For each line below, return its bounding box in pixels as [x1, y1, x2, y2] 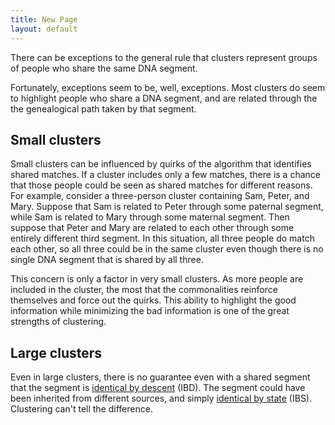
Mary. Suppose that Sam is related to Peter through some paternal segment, [10, 201, 324, 213]
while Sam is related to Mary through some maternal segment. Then [10, 211, 290, 223]
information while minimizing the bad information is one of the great [10, 305, 290, 317]
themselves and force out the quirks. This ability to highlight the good [10, 294, 297, 306]
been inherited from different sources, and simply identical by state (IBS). [10, 392, 313, 405]
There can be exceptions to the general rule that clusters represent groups [10, 51, 318, 63]
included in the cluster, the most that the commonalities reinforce [10, 284, 278, 296]
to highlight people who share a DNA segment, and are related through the [10, 92, 318, 104]
